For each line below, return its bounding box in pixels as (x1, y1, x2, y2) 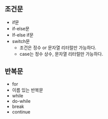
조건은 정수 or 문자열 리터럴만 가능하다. (19, 45, 96, 51)
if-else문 (12, 25, 30, 31)
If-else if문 (12, 32, 34, 38)
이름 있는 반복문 (12, 87, 43, 93)
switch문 (12, 38, 30, 44)
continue (12, 108, 31, 115)
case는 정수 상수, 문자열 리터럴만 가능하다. (19, 51, 103, 57)
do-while (12, 98, 31, 104)
